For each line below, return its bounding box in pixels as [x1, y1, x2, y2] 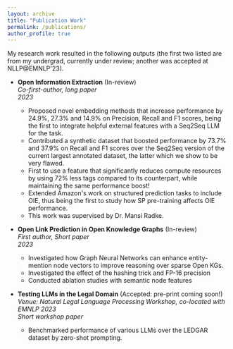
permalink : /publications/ [7, 23, 87, 30]
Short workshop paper [17, 312, 83, 321]
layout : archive [7, 10, 55, 18]
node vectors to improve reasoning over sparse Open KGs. [53, 262, 224, 270]
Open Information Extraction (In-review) [17, 78, 137, 87]
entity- [189, 254, 208, 262]
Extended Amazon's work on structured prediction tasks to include [27, 189, 222, 197]
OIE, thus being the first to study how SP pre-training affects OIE [27, 197, 215, 205]
